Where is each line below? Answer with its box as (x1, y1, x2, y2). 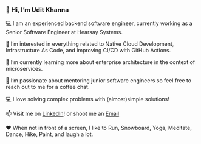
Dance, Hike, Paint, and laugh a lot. (5, 131, 94, 138)
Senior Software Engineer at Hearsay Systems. (5, 29, 123, 36)
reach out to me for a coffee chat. (5, 84, 90, 91)
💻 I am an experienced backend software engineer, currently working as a (5, 20, 192, 27)
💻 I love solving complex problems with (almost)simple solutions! (5, 96, 169, 103)
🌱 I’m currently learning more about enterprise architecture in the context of (5, 59, 196, 66)
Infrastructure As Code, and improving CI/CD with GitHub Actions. (5, 47, 171, 54)
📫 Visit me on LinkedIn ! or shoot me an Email (5, 110, 120, 118)
